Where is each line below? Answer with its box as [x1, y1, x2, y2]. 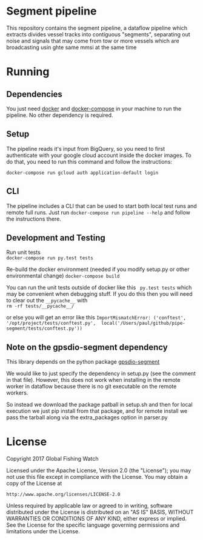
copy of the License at [6, 480, 62, 487]
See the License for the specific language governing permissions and [6, 521, 180, 528]
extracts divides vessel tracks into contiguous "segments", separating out [6, 30, 191, 38]
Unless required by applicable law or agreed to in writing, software [6, 502, 173, 510]
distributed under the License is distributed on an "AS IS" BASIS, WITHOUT [6, 508, 194, 516]
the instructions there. [6, 215, 62, 222]
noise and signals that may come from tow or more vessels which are [6, 37, 180, 44]
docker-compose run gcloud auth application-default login [6, 170, 159, 176]
